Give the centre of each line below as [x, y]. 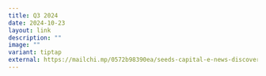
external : [25, 60]
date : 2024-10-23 [37, 23]
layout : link [30, 30]
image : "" [25, 45]
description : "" [35, 38]
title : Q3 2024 [33, 15]
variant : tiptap [35, 52]
